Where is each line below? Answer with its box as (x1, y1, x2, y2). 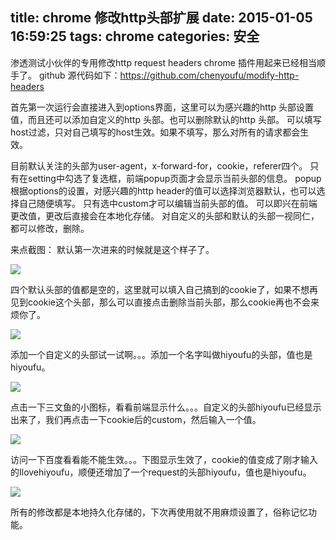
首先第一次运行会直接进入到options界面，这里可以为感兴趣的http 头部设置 (10, 101, 314, 113)
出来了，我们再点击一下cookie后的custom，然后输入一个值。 (10, 413, 262, 425)
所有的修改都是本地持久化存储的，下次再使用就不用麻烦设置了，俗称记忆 (10, 506, 308, 518)
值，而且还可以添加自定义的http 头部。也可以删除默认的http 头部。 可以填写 (10, 113, 322, 125)
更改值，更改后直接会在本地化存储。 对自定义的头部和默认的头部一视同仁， (10, 209, 320, 222)
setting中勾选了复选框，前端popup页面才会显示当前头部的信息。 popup (27, 172, 322, 184)
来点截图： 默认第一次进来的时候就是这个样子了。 (10, 243, 215, 255)
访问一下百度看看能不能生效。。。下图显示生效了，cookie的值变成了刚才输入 (10, 453, 319, 465)
